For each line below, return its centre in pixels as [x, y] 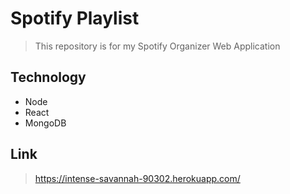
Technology [48, 77]
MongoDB [45, 123]
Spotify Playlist [75, 18]
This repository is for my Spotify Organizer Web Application [157, 46]
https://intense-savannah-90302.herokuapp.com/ [137, 178]
